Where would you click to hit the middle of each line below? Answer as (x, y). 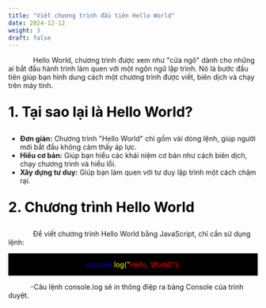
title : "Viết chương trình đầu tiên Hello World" (92, 15)
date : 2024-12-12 (37, 23)
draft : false (30, 38)
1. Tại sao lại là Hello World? (101, 112)
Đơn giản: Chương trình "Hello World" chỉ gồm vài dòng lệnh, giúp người (137, 139)
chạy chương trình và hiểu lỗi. (68, 164)
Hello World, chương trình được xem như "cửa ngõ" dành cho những (144, 60)
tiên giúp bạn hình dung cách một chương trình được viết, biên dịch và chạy (131, 77)
